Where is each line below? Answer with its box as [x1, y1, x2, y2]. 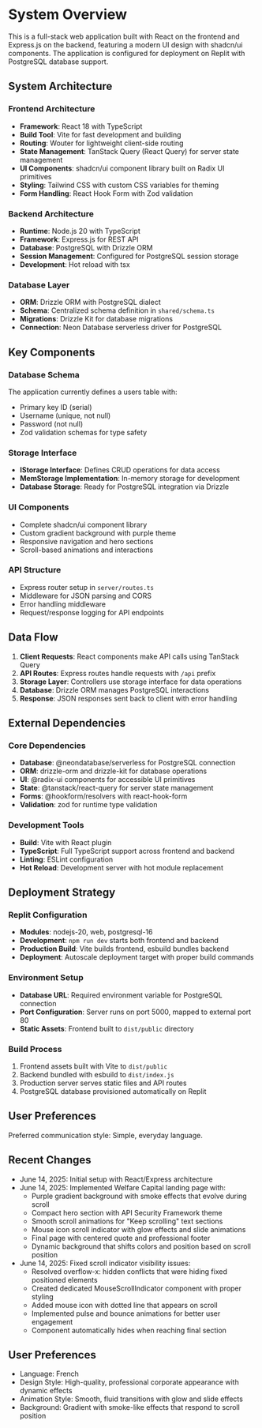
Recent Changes [8, 1153, 92, 1167]
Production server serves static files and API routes [19, 1078, 187, 1088]
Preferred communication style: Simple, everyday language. [8, 1130, 203, 1140]
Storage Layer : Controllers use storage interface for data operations [19, 677, 242, 686]
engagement [31, 1317, 73, 1326]
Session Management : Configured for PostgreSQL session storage [19, 251, 239, 261]
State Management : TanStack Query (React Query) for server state [19, 146, 239, 156]
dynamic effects [19, 1386, 73, 1396]
